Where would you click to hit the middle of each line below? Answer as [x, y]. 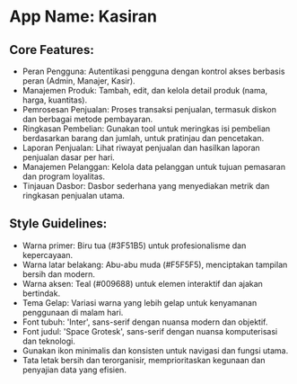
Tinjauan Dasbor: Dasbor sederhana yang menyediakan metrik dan [146, 186]
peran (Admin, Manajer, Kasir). [79, 81]
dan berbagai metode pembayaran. [87, 119]
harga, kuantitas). [55, 100]
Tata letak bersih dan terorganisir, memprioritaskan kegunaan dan [144, 360]
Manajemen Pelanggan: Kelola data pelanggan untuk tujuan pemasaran [153, 167]
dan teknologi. [49, 341]
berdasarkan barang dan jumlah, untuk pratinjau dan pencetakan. [143, 138]
